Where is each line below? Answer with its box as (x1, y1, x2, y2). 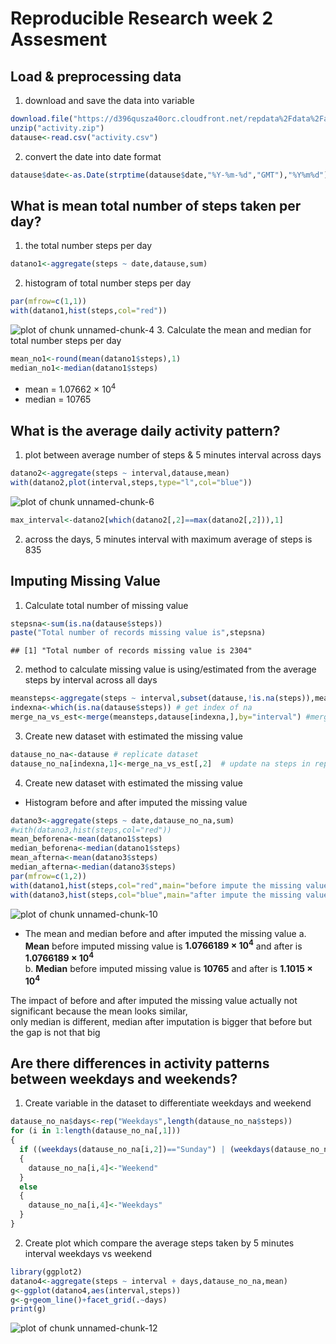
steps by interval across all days (24, 674, 158, 686)
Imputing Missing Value (10, 573, 161, 590)
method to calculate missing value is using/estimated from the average (24, 663, 317, 676)
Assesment (10, 28, 108, 51)
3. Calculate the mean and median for (156, 323, 312, 336)
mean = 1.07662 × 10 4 (24, 381, 117, 395)
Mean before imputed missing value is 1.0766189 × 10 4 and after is (24, 938, 303, 952)
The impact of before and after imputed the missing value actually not (10, 994, 298, 1006)
